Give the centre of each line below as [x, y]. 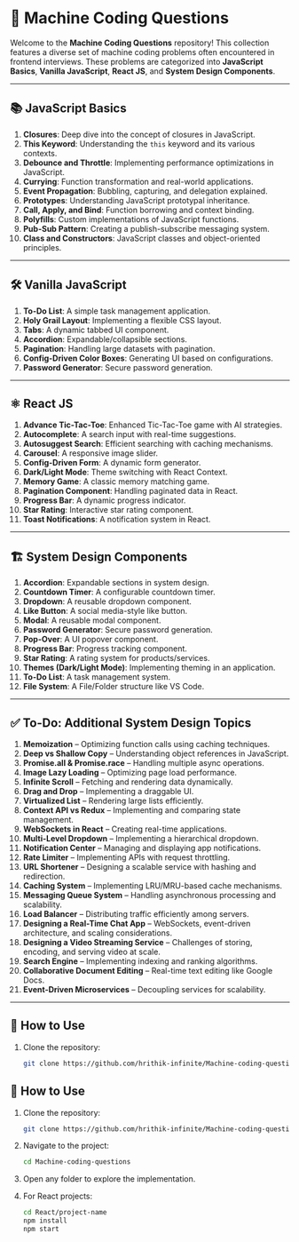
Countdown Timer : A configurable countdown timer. [119, 592]
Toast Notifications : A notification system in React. [117, 520]
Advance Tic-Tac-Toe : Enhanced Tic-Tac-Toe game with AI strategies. [153, 425]
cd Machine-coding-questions [77, 1162]
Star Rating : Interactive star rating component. [108, 510]
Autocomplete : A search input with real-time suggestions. [130, 434]
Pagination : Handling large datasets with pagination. [119, 348]
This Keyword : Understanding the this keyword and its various [139, 143]
